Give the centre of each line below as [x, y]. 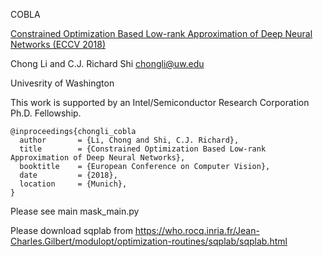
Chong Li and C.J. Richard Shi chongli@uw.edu [107, 63]
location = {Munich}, [73, 184]
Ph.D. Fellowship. [46, 113]
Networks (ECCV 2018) [58, 44]
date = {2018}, [68, 175]
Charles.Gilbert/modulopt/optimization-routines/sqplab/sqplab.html [149, 241]
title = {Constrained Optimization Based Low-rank [143, 149]
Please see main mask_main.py [75, 211]
